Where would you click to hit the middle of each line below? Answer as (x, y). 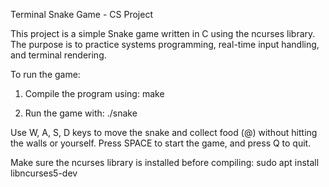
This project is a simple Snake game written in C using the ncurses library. (163, 33)
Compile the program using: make (94, 93)
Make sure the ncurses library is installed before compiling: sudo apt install (165, 162)
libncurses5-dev (44, 173)
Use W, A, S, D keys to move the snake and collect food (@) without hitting (164, 132)
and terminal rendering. (58, 55)
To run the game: (45, 74)
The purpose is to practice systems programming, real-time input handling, (165, 44)
